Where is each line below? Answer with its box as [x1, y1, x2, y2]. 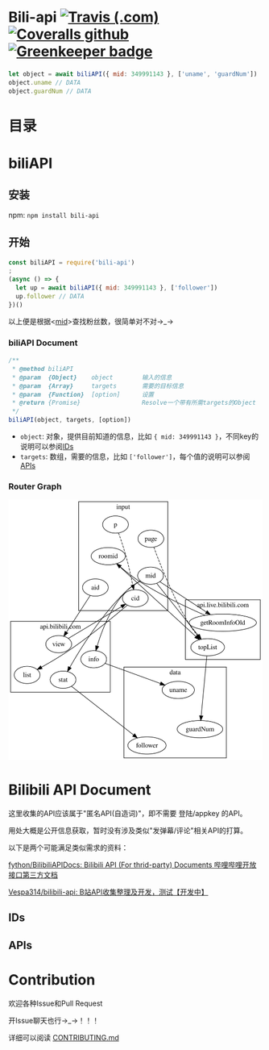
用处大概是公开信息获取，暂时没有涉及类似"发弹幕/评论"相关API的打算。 [8, 825, 248, 835]
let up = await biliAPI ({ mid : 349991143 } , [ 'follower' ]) [15, 284, 218, 292]
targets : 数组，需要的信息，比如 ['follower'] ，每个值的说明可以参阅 [19, 452, 250, 461]
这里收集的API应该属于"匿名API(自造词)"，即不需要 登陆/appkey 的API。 [8, 808, 247, 818]
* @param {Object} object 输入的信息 [11, 373, 172, 381]
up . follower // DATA [15, 293, 85, 301]
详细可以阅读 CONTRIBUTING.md [8, 1032, 119, 1042]
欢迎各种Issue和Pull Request [8, 998, 103, 1008]
